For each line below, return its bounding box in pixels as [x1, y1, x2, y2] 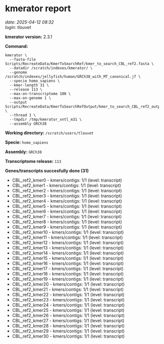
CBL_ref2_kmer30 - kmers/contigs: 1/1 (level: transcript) [12, 333, 125, 339]
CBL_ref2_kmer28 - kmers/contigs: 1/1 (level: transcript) [12, 322, 125, 328]
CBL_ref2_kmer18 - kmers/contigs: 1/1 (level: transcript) [12, 271, 124, 276]
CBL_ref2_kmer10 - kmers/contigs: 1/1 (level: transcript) [12, 229, 124, 235]
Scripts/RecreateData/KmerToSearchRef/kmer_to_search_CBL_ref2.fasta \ [5, 61, 154, 66]
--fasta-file [9, 57, 36, 62]
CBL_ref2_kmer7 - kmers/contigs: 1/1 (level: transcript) [12, 213, 122, 219]
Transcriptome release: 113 [5, 158, 61, 164]
